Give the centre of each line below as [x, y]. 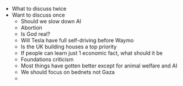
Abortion [32, 27]
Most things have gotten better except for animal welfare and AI [99, 66]
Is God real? [35, 34]
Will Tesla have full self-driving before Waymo [77, 40]
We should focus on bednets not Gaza [68, 72]
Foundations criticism [47, 59]
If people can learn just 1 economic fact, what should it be [91, 53]
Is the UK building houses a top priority [69, 47]
